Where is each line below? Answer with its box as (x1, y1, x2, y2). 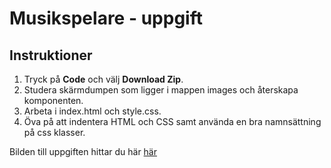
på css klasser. (23, 127, 86, 138)
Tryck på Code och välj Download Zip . (23, 73, 184, 85)
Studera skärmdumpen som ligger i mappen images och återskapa (23, 84, 299, 96)
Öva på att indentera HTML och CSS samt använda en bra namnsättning (23, 116, 322, 127)
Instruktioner (9, 47, 93, 64)
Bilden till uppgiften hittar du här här (9, 146, 158, 157)
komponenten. (23, 95, 84, 106)
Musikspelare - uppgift (9, 7, 203, 30)
